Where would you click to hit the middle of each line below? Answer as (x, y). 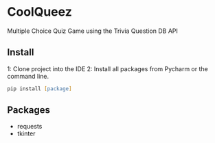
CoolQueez (39, 12)
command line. (28, 76)
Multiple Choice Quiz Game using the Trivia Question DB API (93, 31)
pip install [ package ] (39, 89)
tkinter (26, 133)
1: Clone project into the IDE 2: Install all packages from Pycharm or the (107, 68)
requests (30, 127)
